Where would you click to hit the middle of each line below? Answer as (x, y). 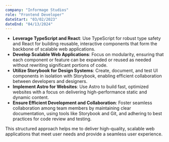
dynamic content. (31, 98)
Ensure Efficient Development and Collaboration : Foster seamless (82, 103)
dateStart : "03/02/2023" (31, 19)
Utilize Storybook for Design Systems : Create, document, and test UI (85, 71)
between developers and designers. (50, 81)
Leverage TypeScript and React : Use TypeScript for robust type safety (87, 38)
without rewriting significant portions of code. (60, 65)
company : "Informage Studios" (37, 10)
